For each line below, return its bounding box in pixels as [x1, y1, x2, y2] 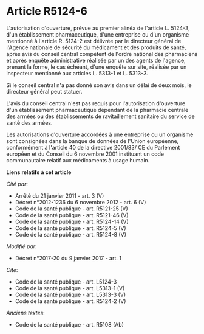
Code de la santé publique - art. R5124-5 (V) [15, 224, 126, 232]
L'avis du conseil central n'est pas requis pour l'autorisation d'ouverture [6, 99, 186, 107]
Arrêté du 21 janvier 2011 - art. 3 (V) [15, 192, 104, 199]
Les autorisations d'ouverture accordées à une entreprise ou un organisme [6, 131, 194, 138]
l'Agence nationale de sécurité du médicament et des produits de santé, [6, 44, 186, 51]
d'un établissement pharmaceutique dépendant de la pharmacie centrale [6, 106, 189, 113]
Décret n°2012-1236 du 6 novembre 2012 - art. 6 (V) [15, 198, 146, 206]
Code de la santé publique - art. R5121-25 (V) [15, 205, 129, 212]
